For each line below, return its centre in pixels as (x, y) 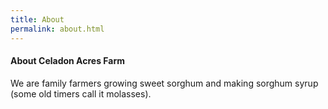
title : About (37, 19)
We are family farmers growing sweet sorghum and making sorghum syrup (164, 83)
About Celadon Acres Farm (67, 61)
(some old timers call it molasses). (81, 93)
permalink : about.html (57, 29)
